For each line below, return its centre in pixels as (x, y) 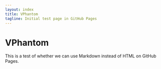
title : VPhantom (21, 14)
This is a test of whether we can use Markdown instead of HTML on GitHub (81, 56)
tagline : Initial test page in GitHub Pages (51, 18)
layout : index (20, 9)
